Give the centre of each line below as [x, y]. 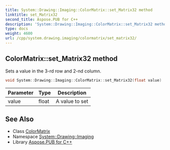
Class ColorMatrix [31, 131]
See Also [19, 119]
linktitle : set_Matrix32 [31, 15]
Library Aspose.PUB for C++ [42, 142]
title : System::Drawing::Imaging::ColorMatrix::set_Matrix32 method [79, 10]
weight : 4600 [19, 33]
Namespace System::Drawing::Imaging [53, 137]
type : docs [17, 29]
